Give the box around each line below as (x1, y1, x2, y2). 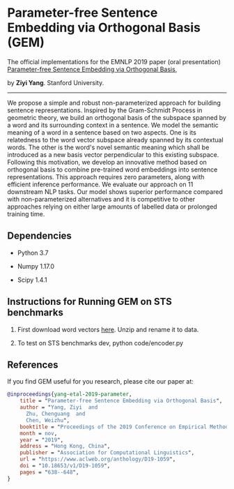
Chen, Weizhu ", (25, 416, 70, 423)
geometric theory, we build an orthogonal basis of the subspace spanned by (7, 113, 226, 121)
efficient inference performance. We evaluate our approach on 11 (7, 180, 194, 188)
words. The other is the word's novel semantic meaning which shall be (7, 143, 210, 151)
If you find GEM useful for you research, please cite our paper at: (7, 377, 194, 386)
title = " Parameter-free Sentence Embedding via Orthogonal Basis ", (19, 398, 223, 405)
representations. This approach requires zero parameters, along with (7, 172, 205, 181)
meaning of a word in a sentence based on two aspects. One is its (7, 128, 196, 137)
